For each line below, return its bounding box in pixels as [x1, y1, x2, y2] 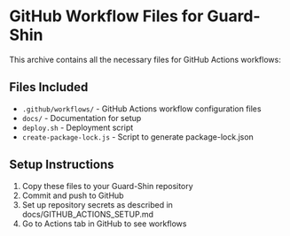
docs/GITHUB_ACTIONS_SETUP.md [21, 209, 153, 219]
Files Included [9, 80, 89, 95]
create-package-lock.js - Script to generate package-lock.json [21, 131, 255, 142]
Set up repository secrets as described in [21, 199, 173, 209]
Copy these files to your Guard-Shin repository [21, 180, 193, 191]
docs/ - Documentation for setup [21, 112, 142, 123]
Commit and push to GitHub [21, 190, 124, 201]
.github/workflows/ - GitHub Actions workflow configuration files [21, 103, 262, 114]
